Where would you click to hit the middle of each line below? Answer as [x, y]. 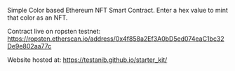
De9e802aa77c [29, 46]
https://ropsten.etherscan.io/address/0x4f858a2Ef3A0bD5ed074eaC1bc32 [116, 39]
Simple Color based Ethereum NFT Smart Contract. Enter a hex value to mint [117, 10]
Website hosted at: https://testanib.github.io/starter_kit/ [87, 60]
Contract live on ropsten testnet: [54, 31]
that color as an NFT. [38, 18]
